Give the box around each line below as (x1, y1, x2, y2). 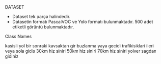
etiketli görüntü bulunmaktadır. (12, 24, 74, 30)
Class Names (5, 34, 32, 39)
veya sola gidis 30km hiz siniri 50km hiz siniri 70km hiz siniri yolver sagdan (5, 48, 157, 54)
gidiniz (5, 53, 19, 59)
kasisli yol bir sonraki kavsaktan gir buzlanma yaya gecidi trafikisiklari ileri (5, 43, 154, 48)
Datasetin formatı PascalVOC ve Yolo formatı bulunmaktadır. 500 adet (12, 19, 153, 24)
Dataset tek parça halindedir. (12, 14, 71, 19)
